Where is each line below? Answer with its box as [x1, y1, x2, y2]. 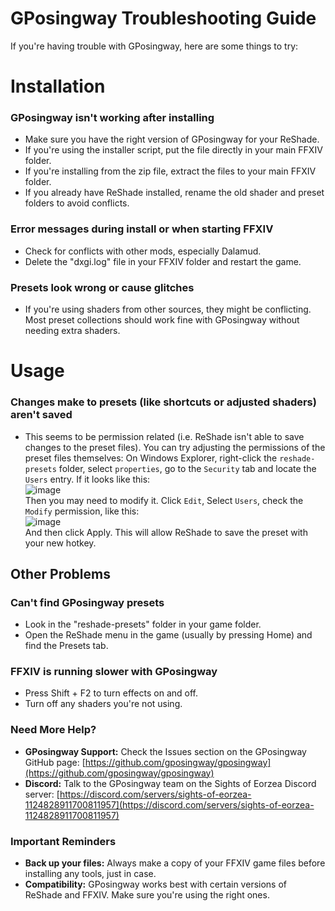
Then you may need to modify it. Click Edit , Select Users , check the [24, 494, 304, 506]
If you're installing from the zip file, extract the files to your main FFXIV [24, 165, 317, 177]
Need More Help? [10, 723, 97, 737]
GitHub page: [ [24, 756, 86, 768]
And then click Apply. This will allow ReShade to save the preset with [24, 526, 308, 538]
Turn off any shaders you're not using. [24, 698, 183, 710]
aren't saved [10, 408, 73, 422]
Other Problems [10, 565, 111, 582]
